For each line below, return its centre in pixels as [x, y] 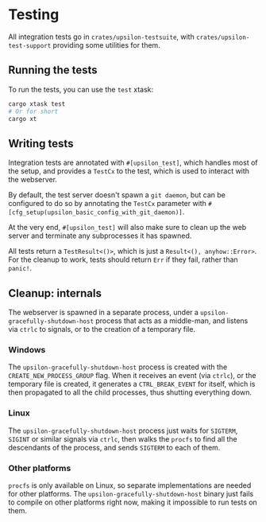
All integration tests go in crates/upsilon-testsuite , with [101, 37]
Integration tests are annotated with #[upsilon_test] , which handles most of [133, 163]
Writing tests [41, 144]
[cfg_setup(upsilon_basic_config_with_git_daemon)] [95, 212]
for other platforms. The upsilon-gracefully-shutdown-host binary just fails [131, 493]
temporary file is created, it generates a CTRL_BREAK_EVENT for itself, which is [132, 384]
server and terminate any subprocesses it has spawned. [100, 236]
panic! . [20, 268]
